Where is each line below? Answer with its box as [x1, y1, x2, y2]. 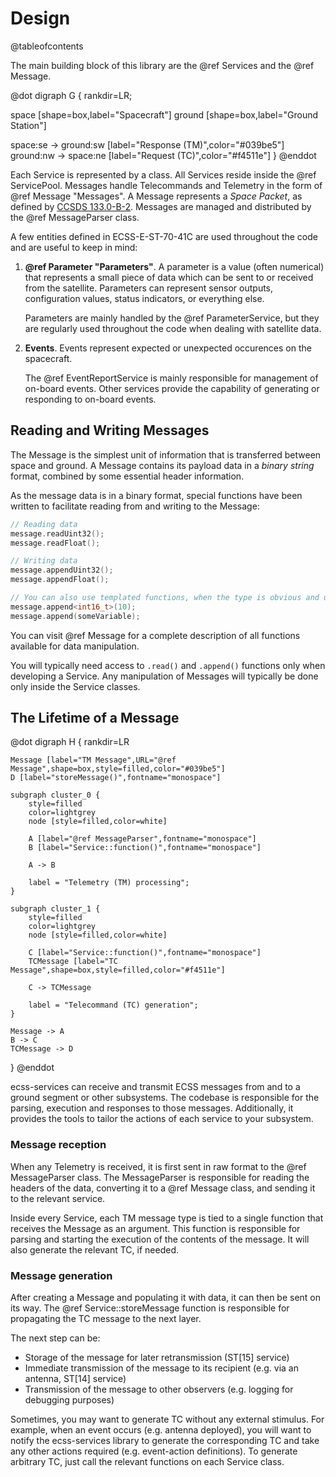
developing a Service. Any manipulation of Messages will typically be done [10, 670, 319, 682]
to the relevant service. [10, 1192, 106, 1204]
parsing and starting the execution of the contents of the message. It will [10, 1233, 310, 1245]
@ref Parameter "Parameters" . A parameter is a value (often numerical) [24, 260, 325, 272]
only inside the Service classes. [10, 680, 141, 692]
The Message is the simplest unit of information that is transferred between [10, 448, 322, 461]
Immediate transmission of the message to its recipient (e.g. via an [24, 1362, 299, 1374]
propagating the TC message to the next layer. [10, 1313, 202, 1325]
